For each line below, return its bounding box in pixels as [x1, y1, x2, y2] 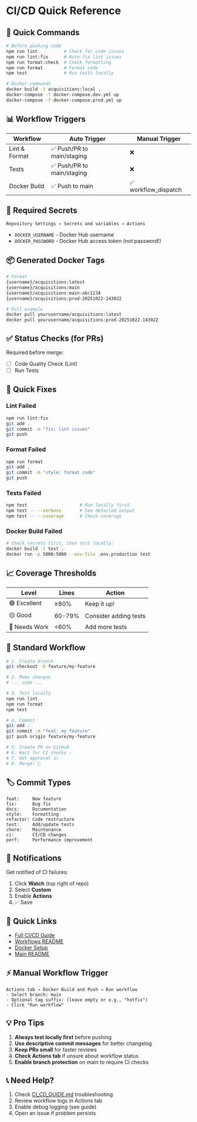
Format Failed [6, 445, 46, 454]
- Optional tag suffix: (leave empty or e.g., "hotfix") [6, 996, 148, 1003]
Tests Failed [6, 489, 42, 497]
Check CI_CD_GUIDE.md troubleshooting [14, 1091, 113, 1098]
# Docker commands [6, 81, 51, 87]
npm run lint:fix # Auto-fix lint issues [6, 54, 122, 60]
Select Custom [14, 886, 52, 893]
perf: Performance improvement [6, 837, 93, 843]
